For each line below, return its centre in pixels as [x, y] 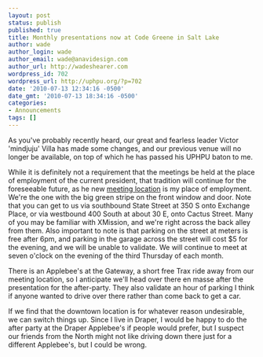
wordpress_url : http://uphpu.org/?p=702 [75, 81]
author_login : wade [40, 52]
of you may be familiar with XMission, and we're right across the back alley [130, 222]
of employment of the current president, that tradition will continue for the [128, 180]
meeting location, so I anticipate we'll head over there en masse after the [126, 279]
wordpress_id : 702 [38, 74]
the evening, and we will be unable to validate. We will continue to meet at [128, 247]
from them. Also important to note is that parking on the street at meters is [128, 230]
